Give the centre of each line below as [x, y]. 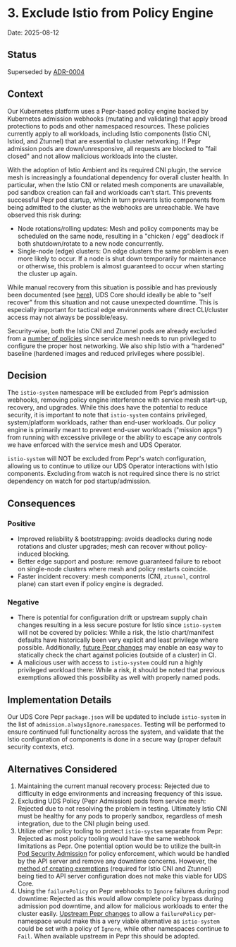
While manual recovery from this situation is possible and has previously [112, 287]
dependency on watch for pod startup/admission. [79, 481]
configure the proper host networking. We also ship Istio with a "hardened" [116, 346]
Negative [23, 602]
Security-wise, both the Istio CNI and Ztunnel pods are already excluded [112, 330]
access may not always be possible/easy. [68, 317]
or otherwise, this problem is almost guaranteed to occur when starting [120, 266]
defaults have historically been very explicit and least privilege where [118, 640]
